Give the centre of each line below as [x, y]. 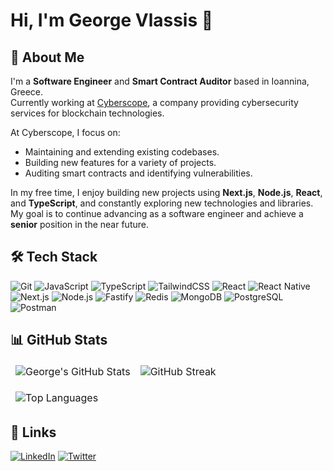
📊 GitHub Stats [59, 340]
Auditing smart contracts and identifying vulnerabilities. [138, 173]
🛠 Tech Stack [54, 257]
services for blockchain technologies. [87, 113]
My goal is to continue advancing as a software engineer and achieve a [157, 213]
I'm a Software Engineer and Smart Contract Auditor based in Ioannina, [160, 81]
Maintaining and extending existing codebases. [122, 152]
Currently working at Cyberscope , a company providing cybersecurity [154, 102]
